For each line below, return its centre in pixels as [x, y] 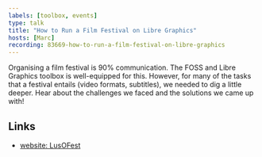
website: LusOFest [50, 145]
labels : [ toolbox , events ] [53, 15]
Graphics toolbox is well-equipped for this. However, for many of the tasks [130, 76]
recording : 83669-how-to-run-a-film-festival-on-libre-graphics [117, 45]
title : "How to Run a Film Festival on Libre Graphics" [102, 30]
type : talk [26, 23]
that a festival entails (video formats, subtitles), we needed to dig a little [125, 85]
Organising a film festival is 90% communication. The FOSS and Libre [122, 67]
